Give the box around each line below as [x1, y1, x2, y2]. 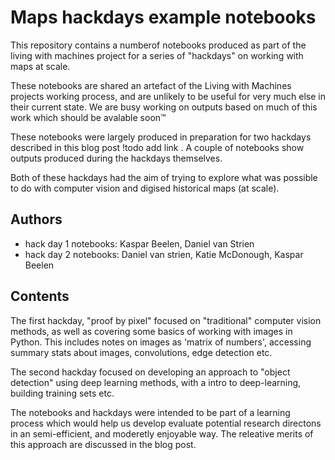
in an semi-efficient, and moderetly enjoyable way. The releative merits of [10, 427, 314, 440]
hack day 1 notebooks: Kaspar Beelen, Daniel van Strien [24, 237, 255, 250]
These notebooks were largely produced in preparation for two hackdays [10, 131, 312, 143]
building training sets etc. [10, 387, 115, 399]
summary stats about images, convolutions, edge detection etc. [10, 346, 273, 358]
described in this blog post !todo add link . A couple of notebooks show [10, 141, 305, 153]
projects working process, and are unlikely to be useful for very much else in [10, 90, 326, 102]
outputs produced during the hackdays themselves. [10, 152, 223, 164]
